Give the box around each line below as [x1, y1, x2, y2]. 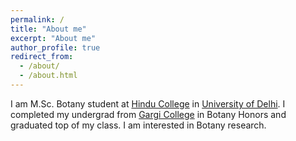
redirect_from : [10, 52, 74, 62]
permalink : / [10, 14, 65, 25]
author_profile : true [10, 42, 101, 53]
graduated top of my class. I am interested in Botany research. [10, 119, 267, 131]
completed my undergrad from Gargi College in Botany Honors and [10, 108, 287, 120]
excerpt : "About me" [10, 33, 97, 43]
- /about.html [19, 71, 78, 81]
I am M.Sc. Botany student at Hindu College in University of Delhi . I [10, 97, 286, 110]
